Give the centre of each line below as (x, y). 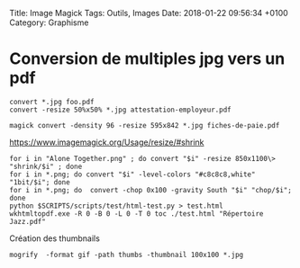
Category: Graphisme (49, 22)
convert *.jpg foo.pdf (52, 102)
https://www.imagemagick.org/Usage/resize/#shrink (107, 142)
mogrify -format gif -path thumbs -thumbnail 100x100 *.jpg (127, 255)
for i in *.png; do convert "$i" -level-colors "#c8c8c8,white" (132, 174)
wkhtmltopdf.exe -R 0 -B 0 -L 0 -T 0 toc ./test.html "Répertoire (136, 214)
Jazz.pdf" (28, 221)
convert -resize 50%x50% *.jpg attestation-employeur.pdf (120, 110)
